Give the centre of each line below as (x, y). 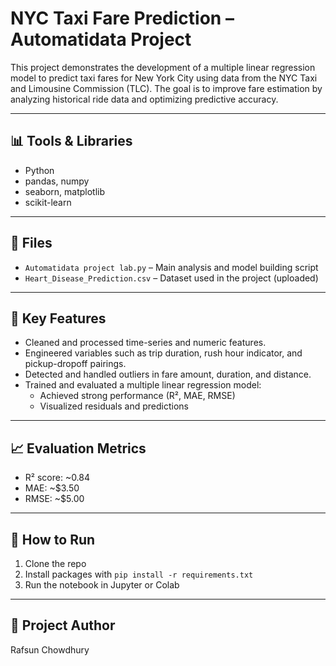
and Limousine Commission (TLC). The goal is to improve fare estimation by (166, 88)
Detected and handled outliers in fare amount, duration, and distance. (168, 374)
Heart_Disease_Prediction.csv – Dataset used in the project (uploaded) (171, 278)
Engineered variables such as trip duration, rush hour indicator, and (163, 353)
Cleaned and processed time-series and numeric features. (145, 343)
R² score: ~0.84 (57, 478)
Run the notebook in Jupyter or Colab (102, 585)
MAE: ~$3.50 (52, 488)
